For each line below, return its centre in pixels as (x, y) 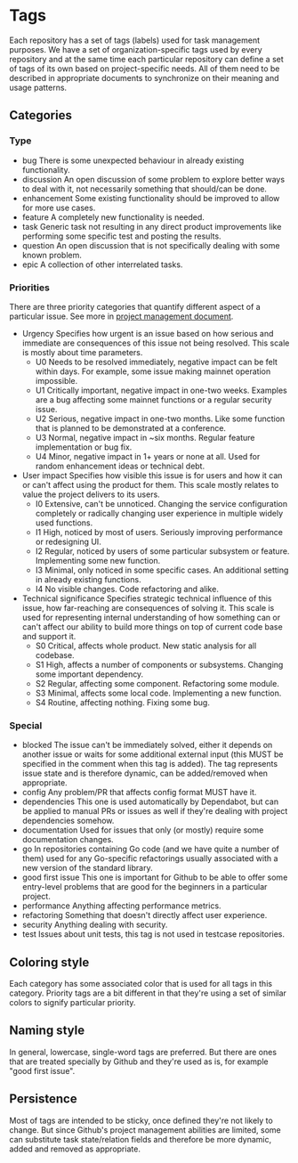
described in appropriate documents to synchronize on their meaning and (144, 77)
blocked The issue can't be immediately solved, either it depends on (147, 745)
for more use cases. (59, 207)
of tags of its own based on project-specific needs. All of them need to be (145, 69)
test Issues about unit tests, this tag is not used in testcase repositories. (153, 934)
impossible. (56, 380)
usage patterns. (38, 87)
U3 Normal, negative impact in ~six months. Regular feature (145, 437)
